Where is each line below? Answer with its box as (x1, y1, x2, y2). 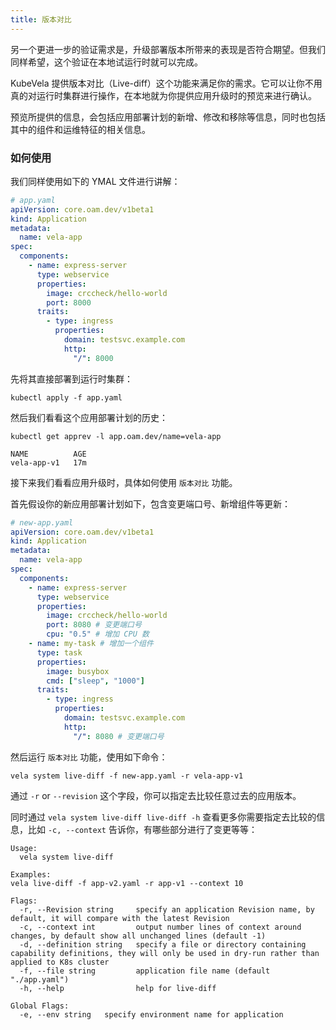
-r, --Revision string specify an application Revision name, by (19, 904, 315, 915)
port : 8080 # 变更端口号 (46, 620, 142, 630)
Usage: (10, 843, 38, 853)
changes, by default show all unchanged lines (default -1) (10, 931, 267, 941)
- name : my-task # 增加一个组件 (28, 639, 154, 649)
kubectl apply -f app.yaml (10, 392, 123, 403)
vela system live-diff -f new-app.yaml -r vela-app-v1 (10, 771, 244, 781)
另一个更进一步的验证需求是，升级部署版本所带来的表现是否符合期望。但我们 (10, 43, 326, 55)
